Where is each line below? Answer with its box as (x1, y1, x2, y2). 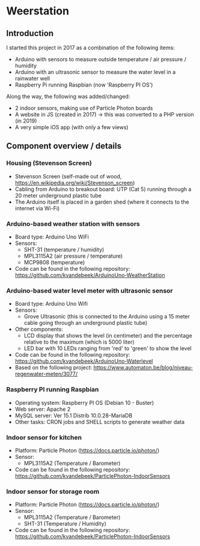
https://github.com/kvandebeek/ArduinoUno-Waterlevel (14, 357, 153, 365)
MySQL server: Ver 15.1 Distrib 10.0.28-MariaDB (14, 411, 133, 419)
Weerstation (6, 4, 70, 18)
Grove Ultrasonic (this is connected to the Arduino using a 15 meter (23, 313, 190, 320)
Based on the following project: (14, 364, 92, 371)
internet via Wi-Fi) (14, 204, 60, 211)
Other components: (14, 326, 63, 333)
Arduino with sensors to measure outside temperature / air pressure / (14, 56, 186, 62)
